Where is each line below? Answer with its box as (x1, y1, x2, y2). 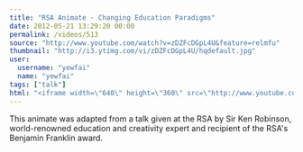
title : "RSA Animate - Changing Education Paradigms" (9, 13, 216, 22)
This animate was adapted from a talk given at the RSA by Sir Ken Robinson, (9, 113, 292, 124)
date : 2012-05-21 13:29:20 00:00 (9, 22, 135, 31)
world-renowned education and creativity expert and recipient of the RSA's (9, 122, 289, 133)
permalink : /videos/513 (9, 30, 99, 39)
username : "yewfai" (17, 64, 91, 73)
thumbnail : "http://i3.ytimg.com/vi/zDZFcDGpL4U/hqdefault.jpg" (9, 47, 256, 56)
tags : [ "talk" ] (9, 80, 67, 89)
